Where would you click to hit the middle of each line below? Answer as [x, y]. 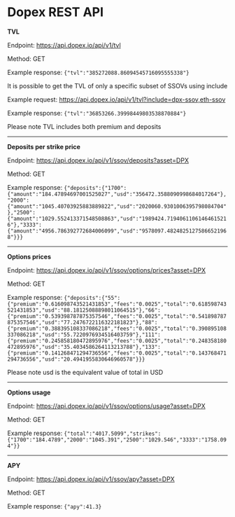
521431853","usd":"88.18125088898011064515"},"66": [84, 310]
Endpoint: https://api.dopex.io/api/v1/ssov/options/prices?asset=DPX [107, 270]
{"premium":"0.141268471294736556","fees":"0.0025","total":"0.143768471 [117, 353]
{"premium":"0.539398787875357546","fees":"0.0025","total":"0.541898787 [117, 316]
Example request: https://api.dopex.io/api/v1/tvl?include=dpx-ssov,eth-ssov [116, 99]
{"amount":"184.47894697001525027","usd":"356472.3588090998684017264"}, [117, 194]
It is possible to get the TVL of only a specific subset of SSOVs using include [117, 85]
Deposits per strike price [44, 146]
